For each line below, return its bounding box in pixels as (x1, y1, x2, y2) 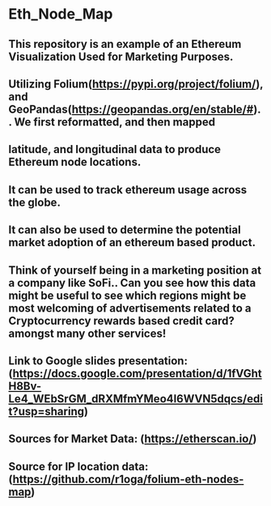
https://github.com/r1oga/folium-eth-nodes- (12, 472, 244, 486)
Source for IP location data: (8, 459, 149, 474)
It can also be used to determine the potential (8, 223, 241, 237)
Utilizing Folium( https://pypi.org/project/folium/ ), (8, 77, 264, 91)
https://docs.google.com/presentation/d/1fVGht (12, 366, 262, 381)
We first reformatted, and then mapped (14, 115, 216, 129)
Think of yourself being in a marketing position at (8, 263, 261, 277)
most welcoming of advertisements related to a (8, 301, 252, 315)
